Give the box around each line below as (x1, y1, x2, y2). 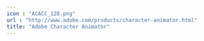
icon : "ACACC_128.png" (6, 10, 76, 17)
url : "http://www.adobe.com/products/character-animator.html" (6, 17, 198, 24)
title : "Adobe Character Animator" (6, 23, 110, 30)
